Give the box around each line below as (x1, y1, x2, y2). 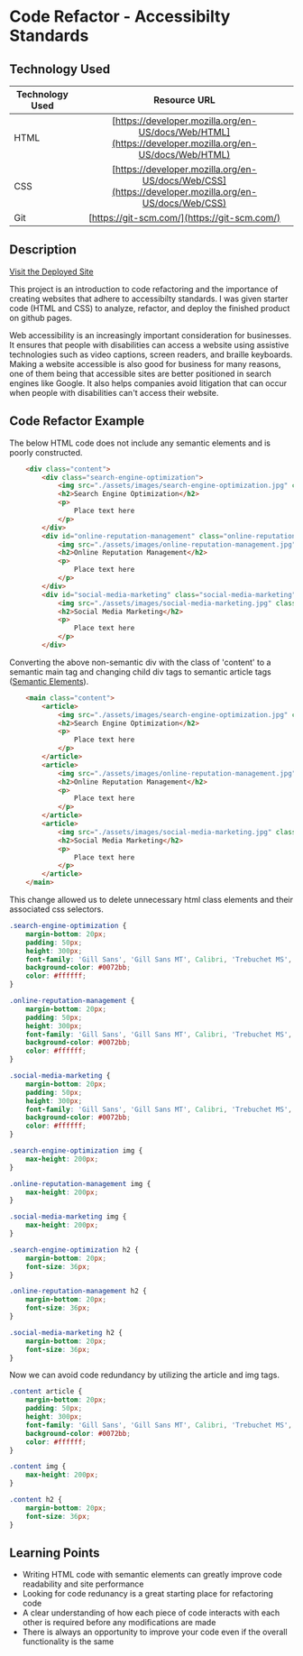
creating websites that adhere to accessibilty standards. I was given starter (9, 293, 289, 304)
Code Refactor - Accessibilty (9, 6, 231, 27)
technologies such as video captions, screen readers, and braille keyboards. (9, 349, 293, 360)
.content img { (9, 1462, 67, 1471)
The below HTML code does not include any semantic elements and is (9, 437, 271, 448)
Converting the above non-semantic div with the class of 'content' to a (9, 657, 271, 667)
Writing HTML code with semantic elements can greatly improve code (22, 1569, 282, 1580)
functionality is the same (22, 1636, 115, 1647)
